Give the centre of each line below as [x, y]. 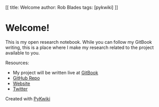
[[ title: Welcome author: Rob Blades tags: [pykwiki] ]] [62, 7]
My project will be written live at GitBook [55, 72]
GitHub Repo [26, 78]
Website [22, 83]
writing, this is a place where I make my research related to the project [79, 47]
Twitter [20, 89]
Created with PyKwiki [28, 98]
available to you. [23, 52]
